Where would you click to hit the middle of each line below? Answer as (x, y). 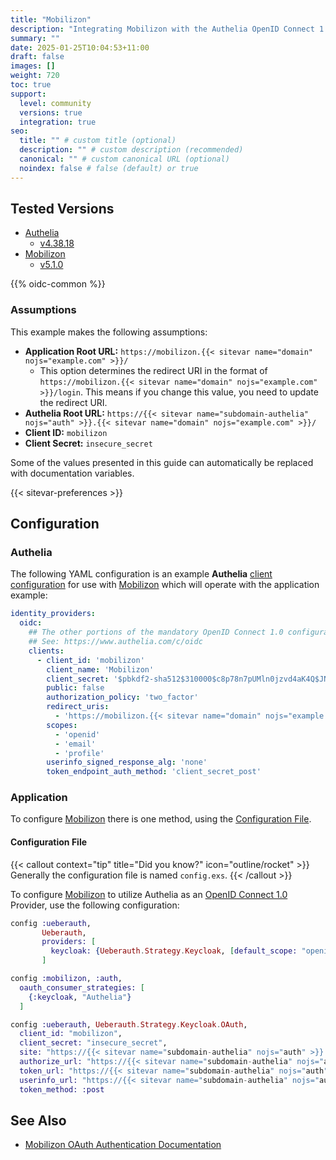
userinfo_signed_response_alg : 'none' (127, 762)
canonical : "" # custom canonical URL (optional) (124, 159)
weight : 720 (35, 76)
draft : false (37, 57)
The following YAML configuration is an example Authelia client (141, 574)
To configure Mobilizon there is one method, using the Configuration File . (161, 819)
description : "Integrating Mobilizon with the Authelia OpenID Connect (162, 29)
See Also (38, 1120)
